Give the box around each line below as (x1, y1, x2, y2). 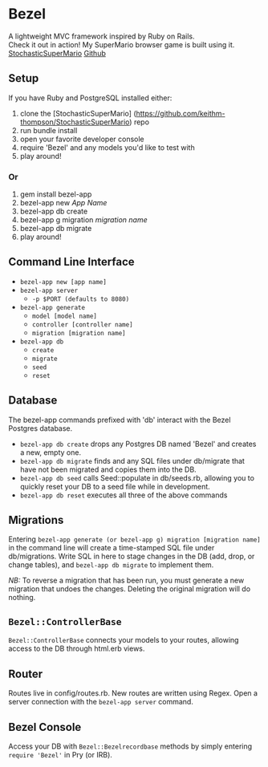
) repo (129, 117, 150, 127)
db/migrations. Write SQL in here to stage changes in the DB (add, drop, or (8, 551, 255, 562)
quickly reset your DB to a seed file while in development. (19, 481, 210, 491)
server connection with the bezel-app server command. (8, 697, 194, 707)
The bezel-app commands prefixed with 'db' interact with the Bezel (8, 415, 231, 424)
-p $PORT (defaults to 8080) (31, 294, 130, 303)
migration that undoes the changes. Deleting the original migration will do (8, 584, 251, 594)
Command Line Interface (8, 255, 135, 269)
